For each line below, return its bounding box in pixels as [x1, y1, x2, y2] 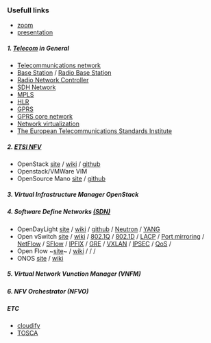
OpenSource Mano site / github [16, 174, 106, 183]
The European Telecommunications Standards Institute [16, 127, 173, 135]
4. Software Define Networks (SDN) [7, 208, 111, 216]
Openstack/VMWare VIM [16, 167, 88, 176]
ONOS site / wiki [16, 254, 64, 262]
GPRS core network [16, 113, 73, 121]
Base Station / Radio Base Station [16, 69, 112, 77]
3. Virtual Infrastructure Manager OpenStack [7, 190, 139, 198]
